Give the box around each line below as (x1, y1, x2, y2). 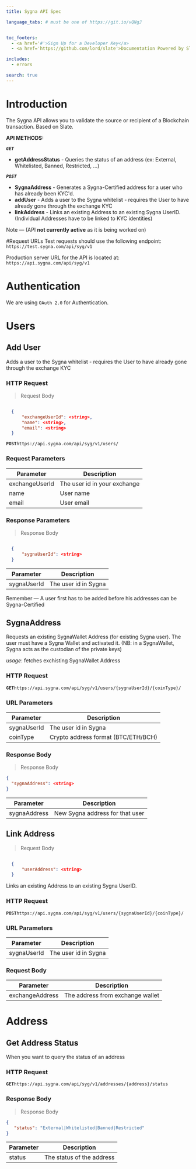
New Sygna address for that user (54, 809, 145, 817)
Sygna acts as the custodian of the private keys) (6, 646, 123, 653)
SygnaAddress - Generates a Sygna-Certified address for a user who (14, 184, 183, 191)
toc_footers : (6, 35, 38, 41)
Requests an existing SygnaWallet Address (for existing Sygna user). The (6, 633, 181, 641)
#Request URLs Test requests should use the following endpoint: (6, 238, 162, 245)
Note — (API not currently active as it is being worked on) (6, 226, 146, 233)
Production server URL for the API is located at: (6, 254, 120, 261)
